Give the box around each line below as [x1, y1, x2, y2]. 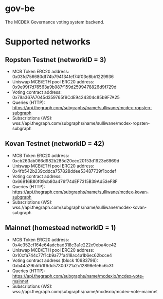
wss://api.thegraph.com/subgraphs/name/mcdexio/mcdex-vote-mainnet [12, 288, 158, 294]
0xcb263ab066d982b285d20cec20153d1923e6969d [12, 158, 120, 163]
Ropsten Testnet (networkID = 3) [5, 56, 107, 64]
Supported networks [5, 36, 91, 47]
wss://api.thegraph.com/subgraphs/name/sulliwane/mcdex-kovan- [12, 204, 147, 210]
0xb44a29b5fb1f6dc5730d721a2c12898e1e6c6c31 [12, 262, 113, 268]
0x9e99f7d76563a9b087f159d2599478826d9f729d [12, 84, 117, 90]
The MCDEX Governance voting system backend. [5, 19, 105, 25]
